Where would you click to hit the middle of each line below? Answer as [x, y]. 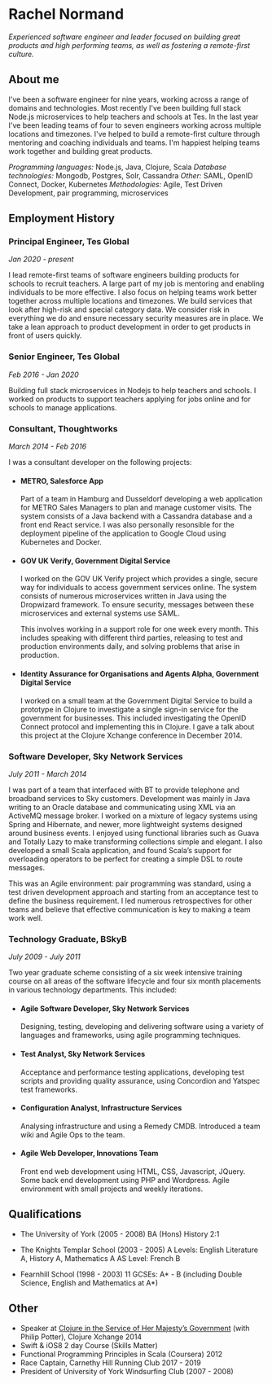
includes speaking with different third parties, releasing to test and [132, 638]
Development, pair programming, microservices [88, 193]
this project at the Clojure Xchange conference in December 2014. [131, 735]
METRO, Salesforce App [62, 480]
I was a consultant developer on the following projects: [101, 462]
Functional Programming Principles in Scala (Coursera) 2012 [121, 1354]
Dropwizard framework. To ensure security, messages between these [137, 605]
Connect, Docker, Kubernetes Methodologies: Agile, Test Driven [116, 184]
